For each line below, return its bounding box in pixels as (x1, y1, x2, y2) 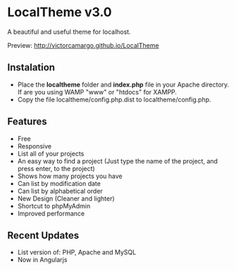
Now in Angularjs (17, 256, 68, 264)
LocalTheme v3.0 (7, 4, 112, 20)
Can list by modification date (17, 179, 101, 187)
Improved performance (17, 209, 85, 218)
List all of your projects (17, 149, 85, 158)
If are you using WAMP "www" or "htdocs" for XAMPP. (17, 87, 178, 96)
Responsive (17, 141, 51, 150)
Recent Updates (7, 229, 80, 241)
